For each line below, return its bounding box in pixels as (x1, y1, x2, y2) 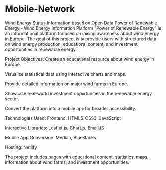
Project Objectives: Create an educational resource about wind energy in (5, 56, 154, 62)
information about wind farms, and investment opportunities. (5, 159, 129, 165)
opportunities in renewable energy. (5, 46, 77, 52)
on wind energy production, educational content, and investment (5, 41, 138, 47)
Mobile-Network (5, 3, 75, 15)
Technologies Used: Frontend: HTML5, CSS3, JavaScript (5, 115, 121, 121)
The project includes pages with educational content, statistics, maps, (5, 154, 149, 160)
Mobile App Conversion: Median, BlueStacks (5, 134, 96, 140)
